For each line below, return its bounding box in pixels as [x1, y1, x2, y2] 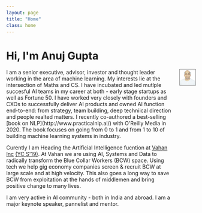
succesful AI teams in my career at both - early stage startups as [6, 88, 167, 95]
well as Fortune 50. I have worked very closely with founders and [6, 94, 167, 101]
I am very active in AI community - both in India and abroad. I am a [6, 194, 171, 201]
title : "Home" [6, 16, 42, 22]
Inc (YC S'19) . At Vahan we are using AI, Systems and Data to [6, 151, 157, 158]
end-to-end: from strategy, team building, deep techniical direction [6, 107, 171, 114]
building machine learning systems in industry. [6, 133, 121, 140]
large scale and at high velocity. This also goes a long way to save [6, 170, 170, 177]
